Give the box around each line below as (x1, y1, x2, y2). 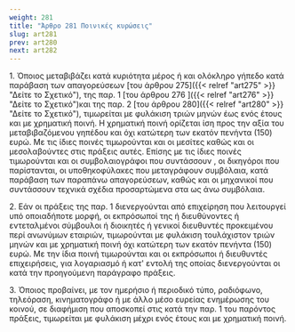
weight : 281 (9, 12, 53, 22)
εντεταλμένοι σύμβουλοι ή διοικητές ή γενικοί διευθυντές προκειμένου (9, 220, 274, 231)
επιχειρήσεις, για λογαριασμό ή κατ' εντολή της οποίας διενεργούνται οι (9, 258, 281, 269)
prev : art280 (9, 37, 58, 47)
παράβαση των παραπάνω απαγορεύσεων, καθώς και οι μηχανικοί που (9, 174, 274, 185)
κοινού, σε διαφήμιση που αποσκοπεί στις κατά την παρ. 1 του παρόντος (9, 304, 276, 314)
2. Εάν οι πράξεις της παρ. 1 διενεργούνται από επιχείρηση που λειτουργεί (9, 201, 287, 212)
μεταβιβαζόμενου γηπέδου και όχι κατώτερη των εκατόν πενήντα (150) (9, 127, 273, 138)
